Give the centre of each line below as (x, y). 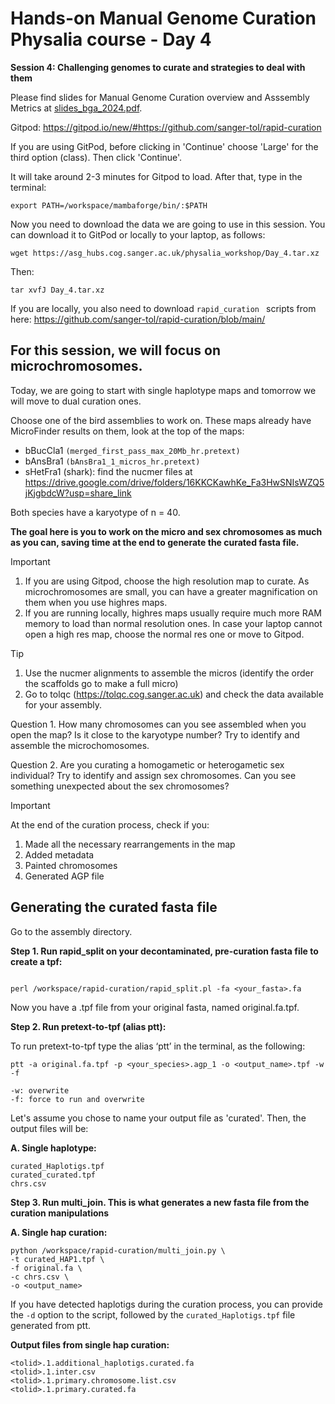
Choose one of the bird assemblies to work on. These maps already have (161, 420)
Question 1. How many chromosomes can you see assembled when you (158, 724)
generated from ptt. (51, 1325)
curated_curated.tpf (53, 1175)
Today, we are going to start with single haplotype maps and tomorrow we (163, 390)
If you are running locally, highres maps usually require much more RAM (173, 613)
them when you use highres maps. (96, 602)
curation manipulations (60, 1213)
